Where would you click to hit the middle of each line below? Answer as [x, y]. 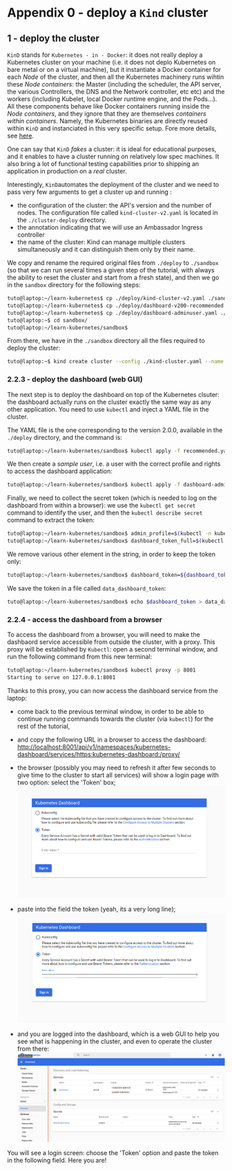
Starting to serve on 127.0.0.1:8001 [61, 677]
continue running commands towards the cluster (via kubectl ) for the [115, 719]
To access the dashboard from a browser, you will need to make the [104, 635]
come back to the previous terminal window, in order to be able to [110, 711]
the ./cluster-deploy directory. [62, 220]
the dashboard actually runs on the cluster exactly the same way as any [109, 402]
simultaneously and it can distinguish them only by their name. [106, 249]
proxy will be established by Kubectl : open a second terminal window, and [113, 649]
